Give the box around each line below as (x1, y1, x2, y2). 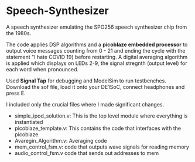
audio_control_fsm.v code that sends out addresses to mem (14, 149, 159, 156)
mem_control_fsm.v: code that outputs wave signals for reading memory (14, 143, 189, 150)
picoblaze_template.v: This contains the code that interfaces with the (14, 125, 182, 132)
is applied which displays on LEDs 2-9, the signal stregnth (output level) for (6, 60, 187, 67)
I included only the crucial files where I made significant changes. (6, 101, 165, 108)
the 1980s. (6, 29, 32, 36)
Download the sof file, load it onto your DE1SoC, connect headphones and (6, 83, 185, 90)
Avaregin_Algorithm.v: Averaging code (14, 137, 107, 144)
